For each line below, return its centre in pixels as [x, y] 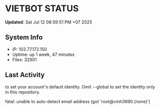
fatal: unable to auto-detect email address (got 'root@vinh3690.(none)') [78, 101]
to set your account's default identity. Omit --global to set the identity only [80, 87]
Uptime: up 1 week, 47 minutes [43, 54]
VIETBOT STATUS [42, 9]
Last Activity [25, 75]
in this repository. [23, 92]
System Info [24, 37]
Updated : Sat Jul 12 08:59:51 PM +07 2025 [49, 22]
